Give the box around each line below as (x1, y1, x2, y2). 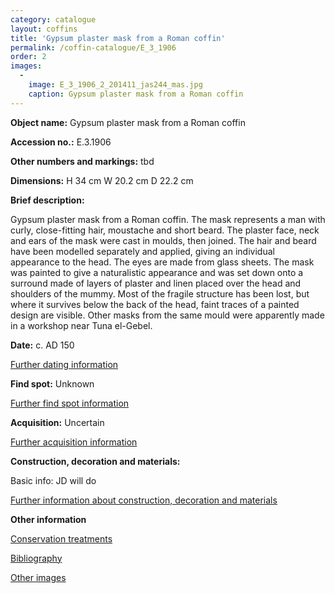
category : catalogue (10, 14, 97, 25)
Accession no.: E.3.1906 (10, 136, 112, 148)
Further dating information (10, 358, 119, 370)
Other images (10, 571, 67, 583)
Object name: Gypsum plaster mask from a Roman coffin (10, 116, 246, 128)
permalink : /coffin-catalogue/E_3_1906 (10, 42, 177, 53)
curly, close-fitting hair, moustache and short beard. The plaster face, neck (10, 224, 320, 236)
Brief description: (10, 194, 85, 206)
